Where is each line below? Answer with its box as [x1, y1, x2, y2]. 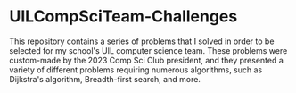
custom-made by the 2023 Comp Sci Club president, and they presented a [9, 55, 284, 65]
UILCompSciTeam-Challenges [9, 6, 238, 27]
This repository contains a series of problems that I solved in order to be [9, 36, 275, 46]
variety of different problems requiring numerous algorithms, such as [9, 64, 263, 75]
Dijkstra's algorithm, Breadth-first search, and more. [9, 73, 201, 84]
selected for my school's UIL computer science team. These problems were [9, 45, 288, 55]
